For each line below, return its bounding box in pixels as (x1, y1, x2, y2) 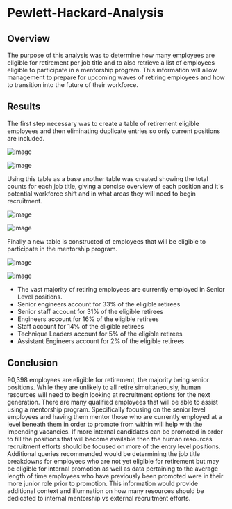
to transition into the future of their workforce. (7, 81, 139, 88)
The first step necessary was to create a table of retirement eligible (7, 119, 199, 127)
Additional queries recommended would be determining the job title (7, 449, 200, 457)
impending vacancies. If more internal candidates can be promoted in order (7, 427, 224, 436)
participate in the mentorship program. (7, 244, 118, 253)
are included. (7, 134, 45, 142)
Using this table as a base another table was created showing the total (7, 174, 208, 182)
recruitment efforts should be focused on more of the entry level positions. (7, 442, 221, 451)
